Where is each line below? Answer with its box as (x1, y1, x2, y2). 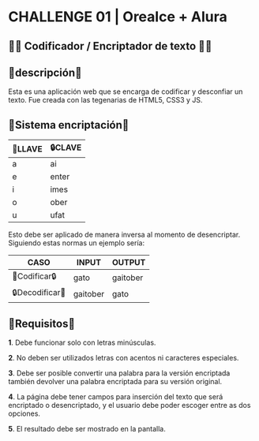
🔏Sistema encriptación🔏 (8, 118, 129, 132)
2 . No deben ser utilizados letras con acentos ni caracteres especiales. (8, 353, 239, 363)
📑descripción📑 (8, 65, 82, 79)
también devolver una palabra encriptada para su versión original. (8, 377, 223, 387)
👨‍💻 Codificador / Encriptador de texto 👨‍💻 (8, 39, 212, 53)
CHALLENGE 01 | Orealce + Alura (8, 8, 227, 26)
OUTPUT (111, 257, 146, 268)
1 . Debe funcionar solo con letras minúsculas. (8, 338, 156, 347)
